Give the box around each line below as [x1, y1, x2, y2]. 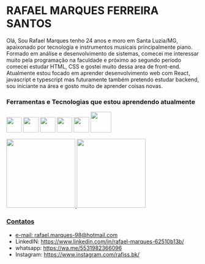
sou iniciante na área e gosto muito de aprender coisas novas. [6, 82, 163, 89]
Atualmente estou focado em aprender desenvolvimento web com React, [6, 69, 191, 76]
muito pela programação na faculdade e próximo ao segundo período [6, 56, 182, 64]
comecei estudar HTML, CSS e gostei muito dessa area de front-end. [6, 62, 181, 70]
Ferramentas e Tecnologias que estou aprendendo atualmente [6, 97, 196, 106]
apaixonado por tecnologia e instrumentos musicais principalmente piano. [6, 43, 193, 51]
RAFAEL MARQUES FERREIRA [6, 4, 159, 18]
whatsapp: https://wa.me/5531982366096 [15, 244, 122, 251]
